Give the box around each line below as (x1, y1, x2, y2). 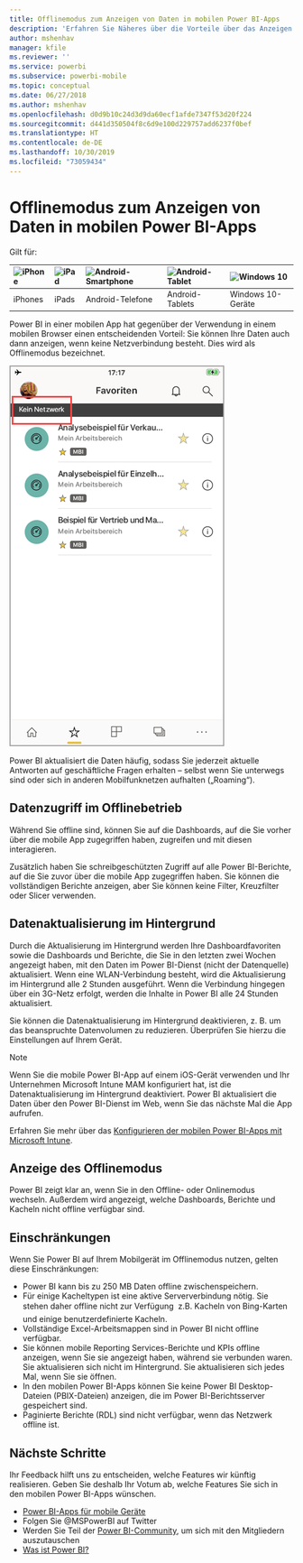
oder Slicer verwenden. (9, 890, 96, 901)
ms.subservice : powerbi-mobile (9, 72, 127, 81)
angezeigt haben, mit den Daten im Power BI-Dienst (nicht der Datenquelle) (9, 959, 289, 970)
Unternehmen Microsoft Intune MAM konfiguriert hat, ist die (9, 1078, 232, 1089)
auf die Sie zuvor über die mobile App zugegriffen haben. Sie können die (9, 871, 280, 882)
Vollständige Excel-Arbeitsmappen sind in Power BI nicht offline (22, 1323, 260, 1335)
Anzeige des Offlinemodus (9, 1161, 162, 1176)
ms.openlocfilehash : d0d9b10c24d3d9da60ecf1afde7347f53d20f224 (9, 109, 252, 119)
